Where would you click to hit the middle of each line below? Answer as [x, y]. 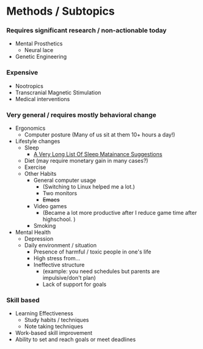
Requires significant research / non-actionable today [87, 31]
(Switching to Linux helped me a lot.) [89, 187]
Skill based [23, 300]
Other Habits [40, 174]
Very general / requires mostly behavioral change [82, 114]
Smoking [45, 226]
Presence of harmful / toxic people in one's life [92, 252]
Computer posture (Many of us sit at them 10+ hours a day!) [100, 135]
